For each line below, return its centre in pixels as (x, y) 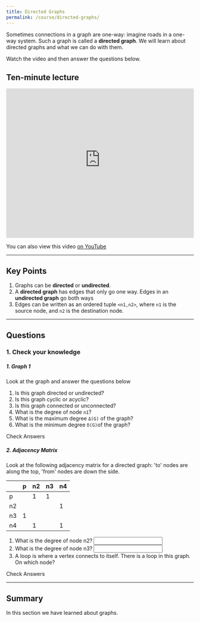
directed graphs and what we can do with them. (65, 47)
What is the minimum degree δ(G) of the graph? (73, 425)
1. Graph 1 (18, 367)
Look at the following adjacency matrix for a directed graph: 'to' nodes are (97, 465)
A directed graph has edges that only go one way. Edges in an (91, 292)
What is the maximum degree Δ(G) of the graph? (74, 419)
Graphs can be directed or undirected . (63, 285)
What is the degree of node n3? (54, 548)
